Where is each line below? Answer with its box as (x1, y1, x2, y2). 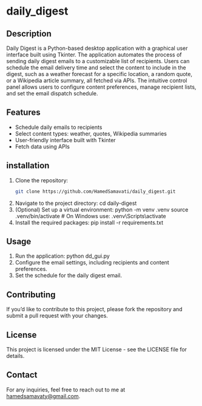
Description (6, 29, 52, 39)
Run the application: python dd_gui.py (15, 252, 110, 260)
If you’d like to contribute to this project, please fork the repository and (6, 306, 183, 313)
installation (6, 160, 50, 171)
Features (6, 108, 41, 118)
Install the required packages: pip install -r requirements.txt (15, 219, 164, 226)
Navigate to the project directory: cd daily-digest (15, 199, 137, 207)
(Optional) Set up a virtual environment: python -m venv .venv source (15, 205, 189, 213)
